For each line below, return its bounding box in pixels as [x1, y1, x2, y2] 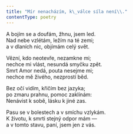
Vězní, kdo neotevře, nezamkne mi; [6, 54, 91, 61]
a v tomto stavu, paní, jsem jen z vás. [6, 121, 96, 128]
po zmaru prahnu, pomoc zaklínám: [6, 91, 92, 98]
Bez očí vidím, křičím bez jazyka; [6, 84, 85, 91]
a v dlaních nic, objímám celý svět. [6, 43, 90, 50]
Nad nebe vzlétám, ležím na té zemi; [6, 37, 94, 44]
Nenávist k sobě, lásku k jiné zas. [6, 97, 87, 104]
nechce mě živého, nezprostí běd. [6, 73, 89, 80]
